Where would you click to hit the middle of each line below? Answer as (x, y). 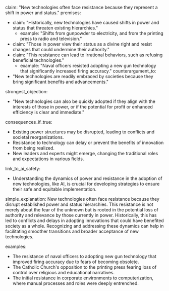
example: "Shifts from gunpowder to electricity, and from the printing (92, 33)
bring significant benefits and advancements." (61, 82)
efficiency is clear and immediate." (48, 112)
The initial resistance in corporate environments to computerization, (83, 278)
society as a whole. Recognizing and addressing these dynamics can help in (84, 226)
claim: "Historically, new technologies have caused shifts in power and (86, 23)
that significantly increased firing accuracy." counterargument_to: (88, 71)
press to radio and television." (51, 39)
